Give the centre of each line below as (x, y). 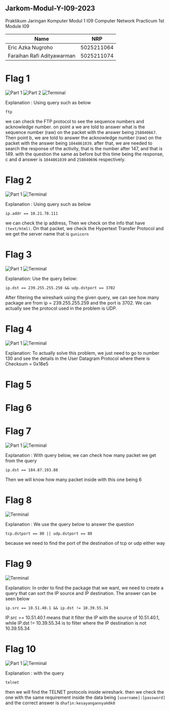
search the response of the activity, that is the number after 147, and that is (84, 148)
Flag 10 (21, 649)
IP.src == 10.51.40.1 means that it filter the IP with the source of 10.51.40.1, (82, 617)
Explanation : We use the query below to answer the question (70, 524)
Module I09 (17, 26)
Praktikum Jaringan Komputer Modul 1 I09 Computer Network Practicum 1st (85, 20)
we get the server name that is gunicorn (47, 234)
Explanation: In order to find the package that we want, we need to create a (84, 588)
